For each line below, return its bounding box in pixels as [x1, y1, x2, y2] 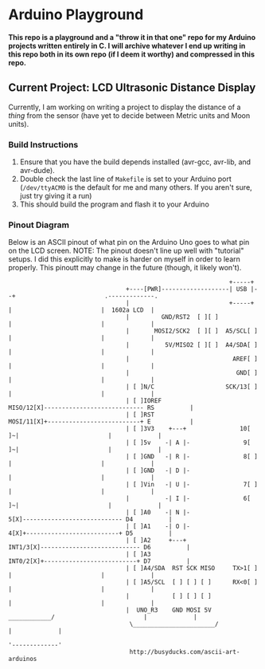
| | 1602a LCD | [8, 306, 155, 314]
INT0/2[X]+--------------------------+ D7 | [8, 557, 191, 565]
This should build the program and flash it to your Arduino [19, 199, 209, 209]
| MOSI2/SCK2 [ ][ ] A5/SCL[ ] [126, 327, 259, 336]
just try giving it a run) [19, 191, 92, 200]
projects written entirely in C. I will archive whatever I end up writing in [8, 41, 246, 50]
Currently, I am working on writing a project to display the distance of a [8, 102, 241, 112]
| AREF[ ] [126, 355, 259, 364]
